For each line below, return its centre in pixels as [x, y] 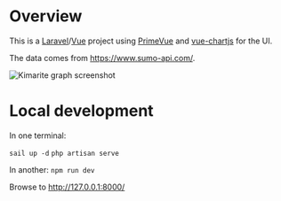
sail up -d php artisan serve [64, 153]
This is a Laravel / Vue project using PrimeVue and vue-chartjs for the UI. [141, 41]
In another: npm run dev [52, 169]
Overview [46, 16]
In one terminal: [38, 135]
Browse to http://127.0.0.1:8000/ [67, 187]
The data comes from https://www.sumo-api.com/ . [102, 58]
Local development [81, 111]
